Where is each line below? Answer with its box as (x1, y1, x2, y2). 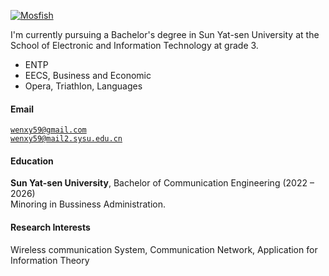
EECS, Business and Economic (24, 70, 152, 81)
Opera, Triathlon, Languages (24, 80, 143, 92)
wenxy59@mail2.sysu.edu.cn (10, 134, 123, 144)
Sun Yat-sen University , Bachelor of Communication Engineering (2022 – (10, 177, 315, 189)
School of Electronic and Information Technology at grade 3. (10, 40, 259, 51)
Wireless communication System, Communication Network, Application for (10, 243, 318, 255)
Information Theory (10, 254, 90, 266)
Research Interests (10, 221, 91, 233)
